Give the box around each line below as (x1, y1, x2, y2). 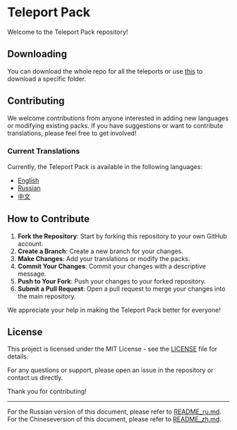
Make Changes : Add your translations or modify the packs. (17, 254, 190, 262)
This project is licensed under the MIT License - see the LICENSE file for (7, 344, 217, 354)
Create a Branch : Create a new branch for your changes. (17, 247, 183, 255)
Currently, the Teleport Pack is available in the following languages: (7, 162, 203, 170)
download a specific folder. (7, 74, 87, 83)
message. (17, 269, 47, 278)
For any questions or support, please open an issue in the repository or (7, 366, 214, 375)
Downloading (7, 48, 67, 60)
